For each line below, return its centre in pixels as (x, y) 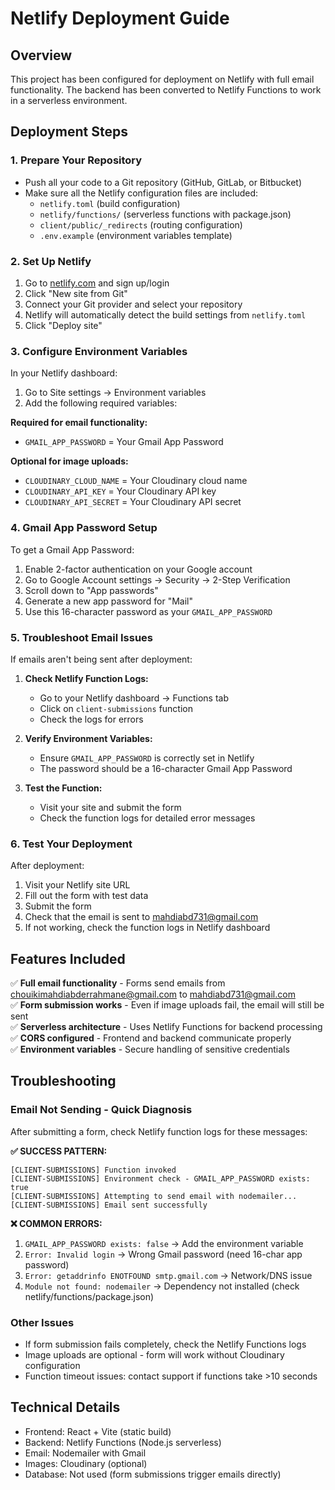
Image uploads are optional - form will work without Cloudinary (154, 1354)
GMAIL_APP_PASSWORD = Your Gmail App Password (124, 442)
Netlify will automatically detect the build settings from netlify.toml (165, 314)
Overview (41, 55)
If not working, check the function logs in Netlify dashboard (147, 928)
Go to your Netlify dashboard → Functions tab (134, 698)
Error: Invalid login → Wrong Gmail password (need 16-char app (163, 1254)
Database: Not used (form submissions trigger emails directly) (153, 1474)
